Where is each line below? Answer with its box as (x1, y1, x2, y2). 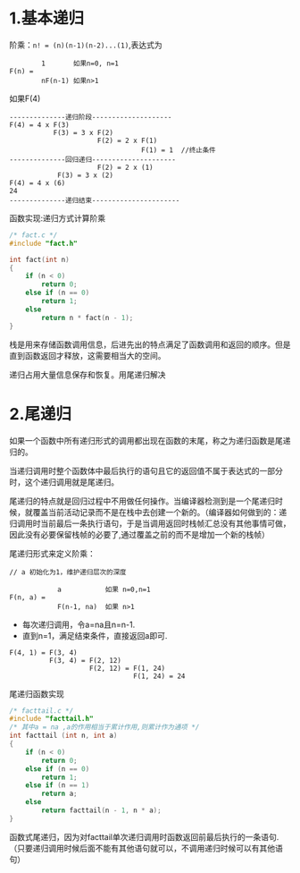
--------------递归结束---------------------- (9, 196, 180, 205)
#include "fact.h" (9, 239, 78, 248)
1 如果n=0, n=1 (41, 59, 119, 68)
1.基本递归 (9, 8, 85, 29)
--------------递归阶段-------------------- (9, 113, 172, 122)
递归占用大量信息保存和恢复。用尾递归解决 (9, 369, 166, 380)
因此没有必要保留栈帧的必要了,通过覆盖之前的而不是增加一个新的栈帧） (9, 529, 271, 539)
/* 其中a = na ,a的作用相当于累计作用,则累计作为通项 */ (9, 723, 200, 732)
